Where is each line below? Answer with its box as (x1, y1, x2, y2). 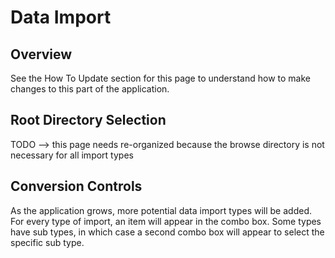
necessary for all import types (10, 149, 134, 161)
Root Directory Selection (10, 112, 167, 129)
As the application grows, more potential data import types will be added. (10, 204, 312, 216)
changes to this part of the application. (10, 83, 170, 95)
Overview (10, 46, 73, 63)
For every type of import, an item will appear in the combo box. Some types (10, 215, 322, 227)
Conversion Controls (10, 178, 143, 195)
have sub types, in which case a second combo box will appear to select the (10, 226, 325, 238)
